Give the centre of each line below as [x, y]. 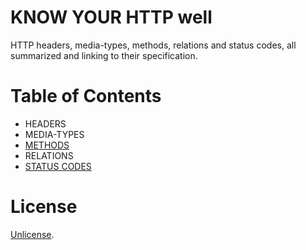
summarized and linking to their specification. [104, 55]
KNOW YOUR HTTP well [111, 17]
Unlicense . [32, 234]
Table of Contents [86, 96]
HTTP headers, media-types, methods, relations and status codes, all [153, 45]
